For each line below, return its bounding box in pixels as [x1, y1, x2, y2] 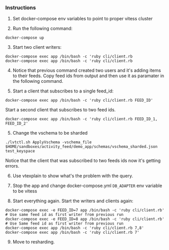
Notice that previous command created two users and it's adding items [12, 68, 161, 74]
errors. [5, 163, 19, 169]
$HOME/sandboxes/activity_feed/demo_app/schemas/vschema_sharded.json [5, 144, 158, 149]
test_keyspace [5, 149, 36, 154]
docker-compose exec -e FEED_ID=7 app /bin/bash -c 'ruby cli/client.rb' [5, 208, 165, 213]
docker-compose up [5, 35, 44, 41]
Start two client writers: [12, 44, 62, 50]
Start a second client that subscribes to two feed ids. [5, 107, 116, 113]
